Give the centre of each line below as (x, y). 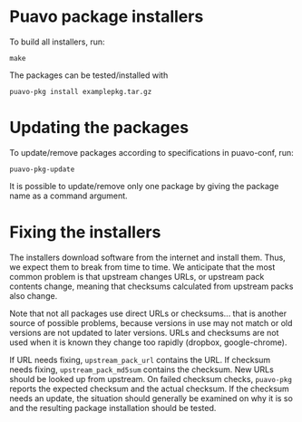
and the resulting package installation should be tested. (113, 408)
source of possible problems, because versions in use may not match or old (151, 322)
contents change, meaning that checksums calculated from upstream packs (151, 286)
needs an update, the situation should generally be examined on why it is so (151, 398)
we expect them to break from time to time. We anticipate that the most (142, 267)
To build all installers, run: (57, 42)
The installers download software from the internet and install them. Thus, (147, 257)
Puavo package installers (107, 17)
